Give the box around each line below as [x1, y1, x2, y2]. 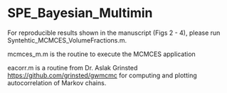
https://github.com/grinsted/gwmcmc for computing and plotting [7, 71, 197, 80]
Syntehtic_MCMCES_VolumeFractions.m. [7, 35, 127, 44]
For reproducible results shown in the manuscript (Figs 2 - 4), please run [7, 28, 221, 37]
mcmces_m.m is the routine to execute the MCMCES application [7, 50, 196, 58]
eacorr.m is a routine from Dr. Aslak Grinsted [7, 63, 138, 72]
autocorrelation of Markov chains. [7, 78, 107, 87]
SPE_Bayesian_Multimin [7, 5, 153, 21]
